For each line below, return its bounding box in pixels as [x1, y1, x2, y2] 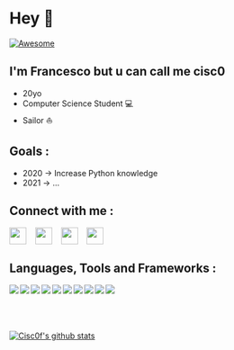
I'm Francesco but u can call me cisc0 [9, 64, 226, 79]
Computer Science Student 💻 [22, 98, 133, 109]
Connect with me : [9, 202, 114, 219]
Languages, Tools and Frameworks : [9, 260, 217, 275]
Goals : [9, 144, 49, 159]
